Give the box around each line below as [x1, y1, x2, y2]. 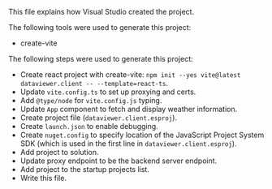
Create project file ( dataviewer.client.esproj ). [19, 113, 177, 122]
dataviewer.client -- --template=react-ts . [19, 79, 169, 88]
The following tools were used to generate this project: [8, 23, 192, 32]
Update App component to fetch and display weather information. [19, 105, 238, 114]
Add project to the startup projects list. [19, 165, 150, 174]
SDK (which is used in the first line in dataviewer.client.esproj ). [19, 139, 237, 148]
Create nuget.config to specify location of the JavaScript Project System [19, 130, 265, 140]
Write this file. [19, 174, 67, 183]
